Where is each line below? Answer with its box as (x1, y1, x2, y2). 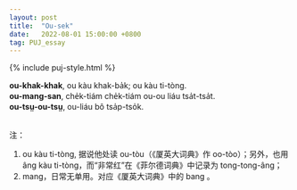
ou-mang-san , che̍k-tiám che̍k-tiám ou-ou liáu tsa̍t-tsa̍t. (9, 91, 216, 102)
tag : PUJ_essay (9, 37, 66, 47)
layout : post (9, 12, 58, 22)
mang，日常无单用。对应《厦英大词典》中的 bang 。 (21, 171, 216, 182)
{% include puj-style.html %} (9, 62, 116, 73)
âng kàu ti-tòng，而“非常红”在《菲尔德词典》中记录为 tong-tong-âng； (21, 160, 283, 170)
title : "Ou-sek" (9, 21, 74, 30)
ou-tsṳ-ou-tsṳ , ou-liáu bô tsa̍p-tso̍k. (9, 102, 144, 112)
